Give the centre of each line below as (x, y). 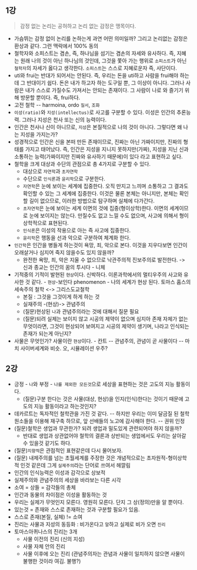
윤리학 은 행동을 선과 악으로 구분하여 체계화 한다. (76, 237)
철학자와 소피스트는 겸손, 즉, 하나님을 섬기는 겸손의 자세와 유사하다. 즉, (95, 53)
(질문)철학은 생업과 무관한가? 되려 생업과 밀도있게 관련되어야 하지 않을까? (98, 428)
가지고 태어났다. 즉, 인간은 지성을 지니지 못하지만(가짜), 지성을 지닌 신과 (107, 149)
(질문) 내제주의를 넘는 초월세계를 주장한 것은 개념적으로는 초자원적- (91, 458)
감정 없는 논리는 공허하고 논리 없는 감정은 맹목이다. (78, 26)
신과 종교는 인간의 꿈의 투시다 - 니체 (64, 267)
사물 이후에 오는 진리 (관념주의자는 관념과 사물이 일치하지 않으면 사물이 (104, 553)
